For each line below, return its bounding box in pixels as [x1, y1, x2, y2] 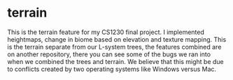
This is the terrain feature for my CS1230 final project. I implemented [7, 28, 205, 36]
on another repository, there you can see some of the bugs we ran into [7, 50, 211, 58]
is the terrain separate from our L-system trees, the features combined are [7, 42, 222, 51]
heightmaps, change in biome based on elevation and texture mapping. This [7, 35, 227, 43]
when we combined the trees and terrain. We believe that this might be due [7, 57, 224, 65]
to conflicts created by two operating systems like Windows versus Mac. [7, 65, 217, 73]
